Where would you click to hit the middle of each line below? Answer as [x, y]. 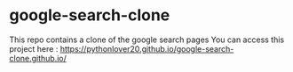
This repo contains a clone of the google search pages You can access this [147, 40]
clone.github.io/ [38, 58]
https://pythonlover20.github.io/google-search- [147, 48]
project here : [34, 48]
